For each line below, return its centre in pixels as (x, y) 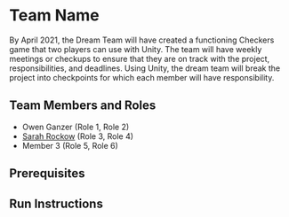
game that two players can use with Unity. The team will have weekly (136, 49)
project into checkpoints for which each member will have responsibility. (142, 77)
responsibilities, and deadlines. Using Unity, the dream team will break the (145, 68)
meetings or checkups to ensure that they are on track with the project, (140, 58)
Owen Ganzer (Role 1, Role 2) (76, 127)
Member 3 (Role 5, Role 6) (70, 145)
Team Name (54, 15)
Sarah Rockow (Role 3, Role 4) (78, 136)
